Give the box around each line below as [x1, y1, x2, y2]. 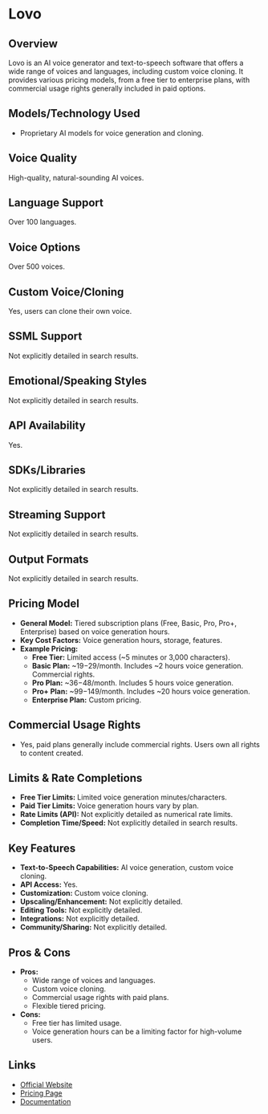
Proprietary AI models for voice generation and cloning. [19, 128, 204, 137]
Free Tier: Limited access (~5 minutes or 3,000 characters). [31, 652, 230, 662]
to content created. [19, 748, 84, 758]
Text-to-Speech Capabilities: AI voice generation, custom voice [19, 863, 234, 872]
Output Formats [8, 552, 89, 566]
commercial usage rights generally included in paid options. [8, 83, 206, 93]
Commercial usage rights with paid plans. [31, 993, 169, 1002]
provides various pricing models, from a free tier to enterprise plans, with [8, 75, 250, 84]
